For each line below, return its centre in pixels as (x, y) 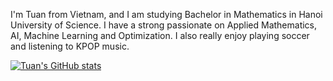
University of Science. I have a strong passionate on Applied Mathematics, (164, 25)
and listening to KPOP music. (70, 46)
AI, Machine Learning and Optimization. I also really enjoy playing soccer (160, 35)
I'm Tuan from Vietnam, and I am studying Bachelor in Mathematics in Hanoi (166, 14)
